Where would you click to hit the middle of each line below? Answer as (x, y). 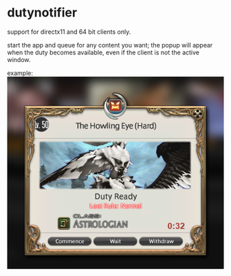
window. (19, 59)
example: (20, 73)
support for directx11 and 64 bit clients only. (69, 32)
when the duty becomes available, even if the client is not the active (103, 52)
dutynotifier (42, 13)
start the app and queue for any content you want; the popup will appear (110, 45)
